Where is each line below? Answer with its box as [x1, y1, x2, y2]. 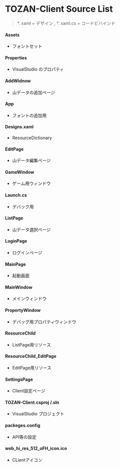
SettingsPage [5, 376, 33, 382]
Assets [5, 32, 20, 38]
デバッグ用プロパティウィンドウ [12, 319, 77, 324]
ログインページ [12, 249, 42, 255]
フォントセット [12, 43, 42, 49]
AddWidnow [5, 77, 31, 84]
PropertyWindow [5, 307, 41, 313]
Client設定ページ [12, 388, 45, 394]
